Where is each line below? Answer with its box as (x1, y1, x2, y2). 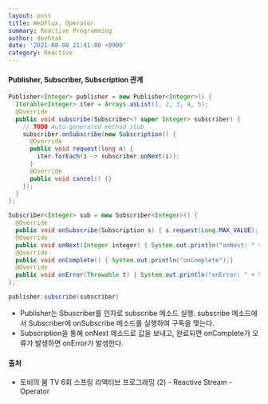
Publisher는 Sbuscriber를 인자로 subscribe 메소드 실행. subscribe (19, 308, 231, 318)
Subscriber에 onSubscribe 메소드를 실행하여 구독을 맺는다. (28, 318, 215, 328)
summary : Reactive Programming (8, 26, 112, 34)
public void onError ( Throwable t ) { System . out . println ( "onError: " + (15, 271, 255, 279)
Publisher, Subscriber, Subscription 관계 (8, 74, 144, 84)
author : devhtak (8, 34, 62, 42)
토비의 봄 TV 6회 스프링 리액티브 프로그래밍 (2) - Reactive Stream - (19, 378, 233, 387)
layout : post (8, 11, 52, 20)
